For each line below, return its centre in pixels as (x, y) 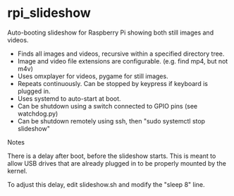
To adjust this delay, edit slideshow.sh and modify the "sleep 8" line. (106, 184)
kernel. (17, 171)
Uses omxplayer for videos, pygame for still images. (93, 76)
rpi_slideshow (49, 13)
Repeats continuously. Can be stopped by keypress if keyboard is (112, 83)
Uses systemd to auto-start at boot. (69, 98)
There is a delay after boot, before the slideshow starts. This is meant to (112, 156)
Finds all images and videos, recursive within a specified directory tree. (121, 54)
